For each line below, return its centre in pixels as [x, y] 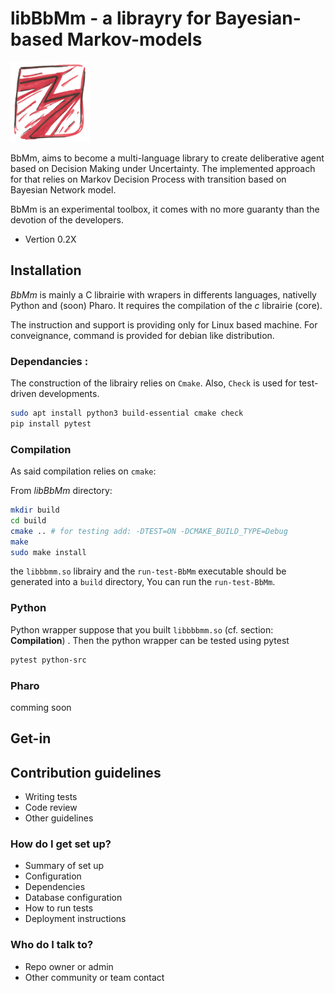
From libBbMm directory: [61, 491]
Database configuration [73, 898]
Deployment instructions [75, 919]
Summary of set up [64, 866]
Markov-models [134, 39]
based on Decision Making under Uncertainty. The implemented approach [163, 168]
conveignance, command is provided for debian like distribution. [142, 335]
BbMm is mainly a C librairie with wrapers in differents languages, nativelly [163, 294]
